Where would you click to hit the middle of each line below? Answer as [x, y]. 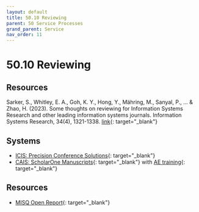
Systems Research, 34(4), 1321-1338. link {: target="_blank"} [82, 122]
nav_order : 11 [24, 35]
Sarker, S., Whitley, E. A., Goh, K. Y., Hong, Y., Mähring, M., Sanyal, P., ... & [100, 102]
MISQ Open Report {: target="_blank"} [63, 202]
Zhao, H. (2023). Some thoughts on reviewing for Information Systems [95, 109]
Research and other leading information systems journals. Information [94, 115]
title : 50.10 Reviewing [37, 18]
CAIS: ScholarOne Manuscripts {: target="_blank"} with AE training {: [100, 162]
